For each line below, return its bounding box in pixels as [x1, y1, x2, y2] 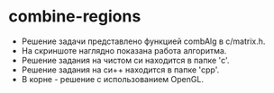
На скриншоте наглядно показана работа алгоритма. [21, 45, 227, 55]
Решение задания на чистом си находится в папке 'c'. [21, 55, 230, 65]
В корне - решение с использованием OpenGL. [21, 73, 205, 84]
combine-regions [8, 6, 142, 27]
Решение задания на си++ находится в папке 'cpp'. [21, 64, 220, 75]
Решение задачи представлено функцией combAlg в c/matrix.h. [21, 36, 266, 46]
